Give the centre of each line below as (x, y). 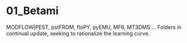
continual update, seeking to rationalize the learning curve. (78, 33)
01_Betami (32, 11)
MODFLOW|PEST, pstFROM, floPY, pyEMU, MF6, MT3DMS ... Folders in (94, 27)
